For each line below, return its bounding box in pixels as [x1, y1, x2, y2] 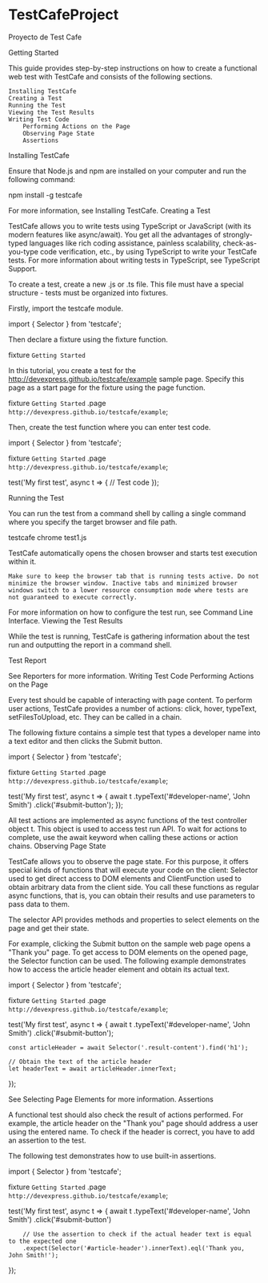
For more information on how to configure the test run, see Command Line [8, 607, 254, 617]
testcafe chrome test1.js [8, 532, 87, 542]
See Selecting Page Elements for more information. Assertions [8, 1094, 214, 1104]
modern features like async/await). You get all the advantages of [8, 229, 222, 239]
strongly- [222, 229, 254, 239]
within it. [8, 556, 37, 566]
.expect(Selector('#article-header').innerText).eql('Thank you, [22, 1244, 246, 1253]
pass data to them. [8, 899, 70, 908]
